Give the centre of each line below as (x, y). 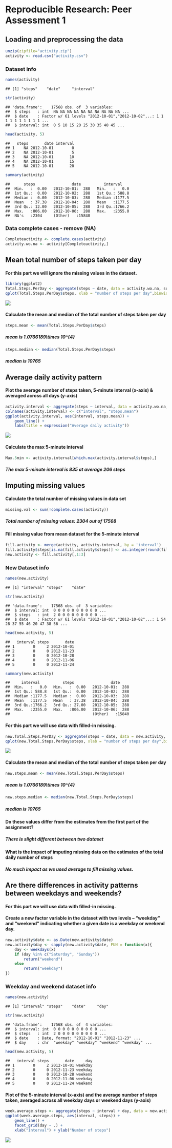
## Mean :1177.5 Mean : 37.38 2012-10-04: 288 (67, 701)
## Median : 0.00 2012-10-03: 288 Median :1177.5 (67, 198)
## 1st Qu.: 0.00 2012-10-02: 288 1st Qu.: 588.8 (67, 193)
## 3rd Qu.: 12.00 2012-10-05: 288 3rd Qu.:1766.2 (67, 206)
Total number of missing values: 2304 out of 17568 (61, 521)
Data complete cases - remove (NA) (51, 228)
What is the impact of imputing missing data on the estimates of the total (84, 852)
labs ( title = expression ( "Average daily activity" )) (72, 426)
